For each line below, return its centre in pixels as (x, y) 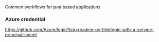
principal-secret (21, 35)
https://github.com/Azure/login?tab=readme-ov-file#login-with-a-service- (79, 30)
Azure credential (25, 19)
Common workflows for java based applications (53, 7)
